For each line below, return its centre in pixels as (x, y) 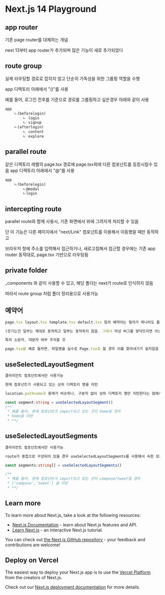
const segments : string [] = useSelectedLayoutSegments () (63, 465)
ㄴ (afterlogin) (29, 127)
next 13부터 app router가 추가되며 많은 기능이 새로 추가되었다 (64, 50)
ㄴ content (33, 132)
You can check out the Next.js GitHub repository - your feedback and (75, 539)
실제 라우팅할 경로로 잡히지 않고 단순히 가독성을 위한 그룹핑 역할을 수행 (72, 78)
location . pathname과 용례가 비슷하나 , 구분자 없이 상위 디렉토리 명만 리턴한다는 (77, 393)
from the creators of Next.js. (34, 577)
